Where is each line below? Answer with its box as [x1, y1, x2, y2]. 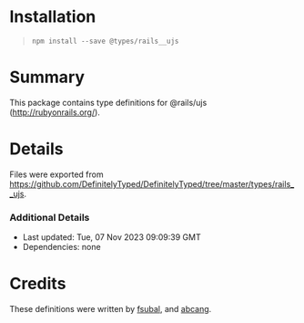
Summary [9, 67, 85, 88]
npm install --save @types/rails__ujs [31, 36, 179, 46]
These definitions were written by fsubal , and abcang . [9, 304, 212, 315]
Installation [9, 6, 96, 27]
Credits [9, 274, 66, 294]
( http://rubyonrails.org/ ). [9, 107, 100, 118]
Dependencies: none [22, 242, 102, 253]
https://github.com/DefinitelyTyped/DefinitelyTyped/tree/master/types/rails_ [9, 178, 295, 189]
